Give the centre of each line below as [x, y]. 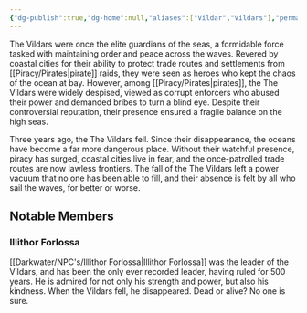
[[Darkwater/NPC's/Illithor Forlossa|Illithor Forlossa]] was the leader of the [149, 262]
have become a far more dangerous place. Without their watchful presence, [152, 149]
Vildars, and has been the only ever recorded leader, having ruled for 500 [148, 272]
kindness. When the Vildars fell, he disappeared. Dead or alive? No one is [148, 291]
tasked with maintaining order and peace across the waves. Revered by [144, 53]
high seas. [29, 121]
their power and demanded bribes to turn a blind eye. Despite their [135, 102]
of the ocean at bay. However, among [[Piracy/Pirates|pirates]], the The [144, 82]
